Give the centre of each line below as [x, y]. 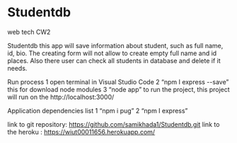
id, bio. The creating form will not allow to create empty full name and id [112, 53]
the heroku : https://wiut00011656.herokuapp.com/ [81, 132]
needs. [17, 68]
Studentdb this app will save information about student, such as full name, [115, 45]
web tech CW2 [29, 32]
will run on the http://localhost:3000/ [61, 97]
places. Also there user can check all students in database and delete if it [114, 60]
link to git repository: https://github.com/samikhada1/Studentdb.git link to [114, 124]
